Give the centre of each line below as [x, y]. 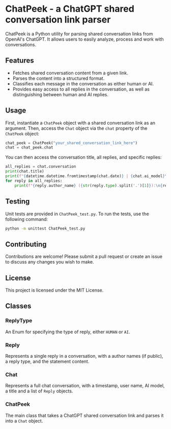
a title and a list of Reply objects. [39, 391]
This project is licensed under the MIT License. [54, 290]
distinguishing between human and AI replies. [60, 94]
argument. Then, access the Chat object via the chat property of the [76, 128]
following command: [27, 219]
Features [20, 61]
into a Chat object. [24, 421]
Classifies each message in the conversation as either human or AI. [83, 83]
